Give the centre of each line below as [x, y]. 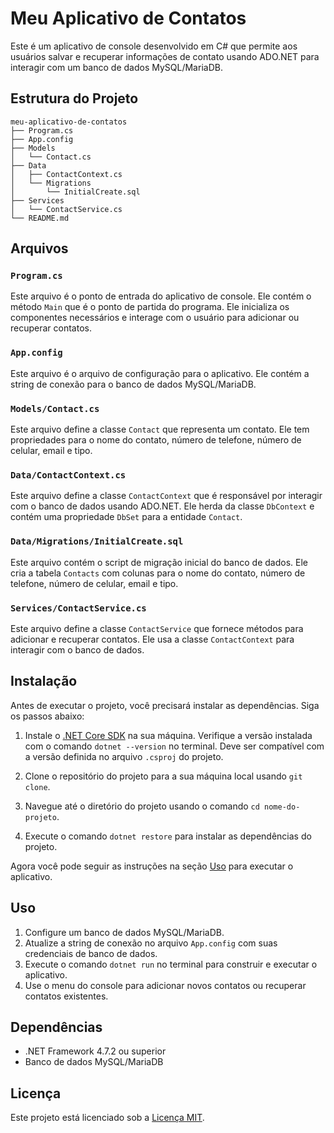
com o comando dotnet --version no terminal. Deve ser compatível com [174, 746]
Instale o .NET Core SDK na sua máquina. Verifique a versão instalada [168, 735]
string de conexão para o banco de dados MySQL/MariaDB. [133, 384]
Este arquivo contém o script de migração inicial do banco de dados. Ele [159, 562]
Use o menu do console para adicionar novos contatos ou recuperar [165, 985]
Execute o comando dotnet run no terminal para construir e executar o [171, 964]
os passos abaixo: [47, 716]
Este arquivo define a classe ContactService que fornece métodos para [157, 628]
